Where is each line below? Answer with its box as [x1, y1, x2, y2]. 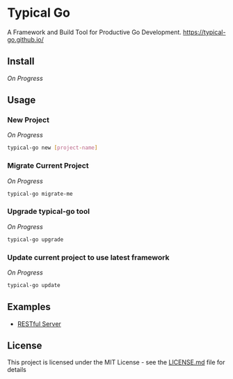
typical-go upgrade [7, 235, 64, 243]
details [7, 366, 26, 374]
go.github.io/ [7, 35, 44, 43]
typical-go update [7, 281, 61, 288]
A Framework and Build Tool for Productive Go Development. [7, 28, 182, 36]
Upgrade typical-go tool [7, 207, 90, 217]
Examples [7, 301, 51, 313]
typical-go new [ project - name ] [7, 144, 98, 151]
